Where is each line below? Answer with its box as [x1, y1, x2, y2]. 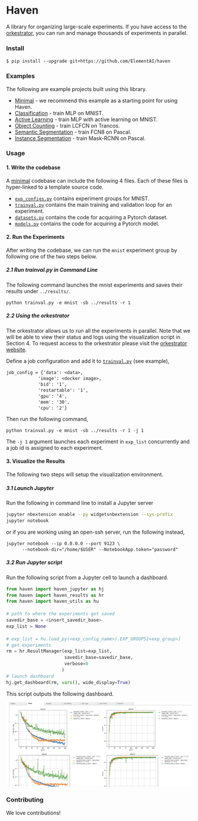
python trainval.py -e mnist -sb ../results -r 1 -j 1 [6, 427, 144, 433]
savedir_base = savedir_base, [64, 654, 134, 661]
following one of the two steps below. [6, 252, 98, 260]
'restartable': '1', [37, 387, 89, 393]
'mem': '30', [37, 399, 70, 405]
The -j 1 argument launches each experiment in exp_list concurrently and [6, 438, 190, 445]
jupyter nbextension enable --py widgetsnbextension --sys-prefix [6, 511, 173, 517]
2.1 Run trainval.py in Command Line [6, 267, 98, 274]
